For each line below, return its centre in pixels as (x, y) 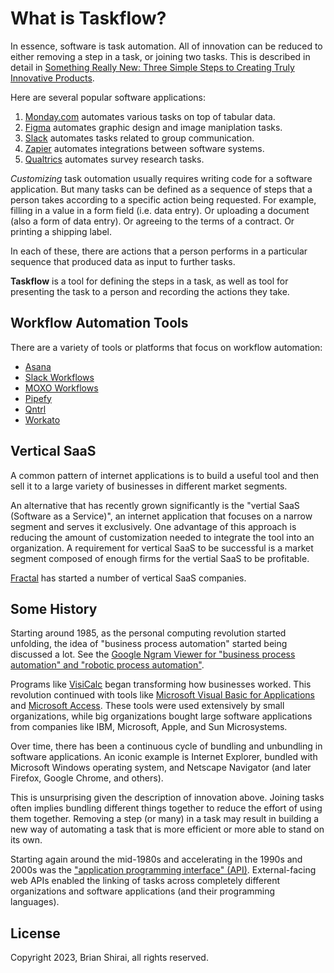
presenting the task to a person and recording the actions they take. (150, 291)
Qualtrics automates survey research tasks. (114, 159)
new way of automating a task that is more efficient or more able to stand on (167, 829)
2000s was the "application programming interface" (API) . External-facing (163, 870)
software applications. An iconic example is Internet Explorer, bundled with (164, 757)
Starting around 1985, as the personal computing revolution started (148, 633)
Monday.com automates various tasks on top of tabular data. (150, 116)
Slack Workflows (59, 377)
